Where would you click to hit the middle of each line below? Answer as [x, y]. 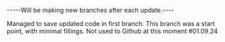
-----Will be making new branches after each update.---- [90, 10]
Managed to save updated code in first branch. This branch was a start [111, 23]
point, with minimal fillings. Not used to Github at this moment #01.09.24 [112, 31]
